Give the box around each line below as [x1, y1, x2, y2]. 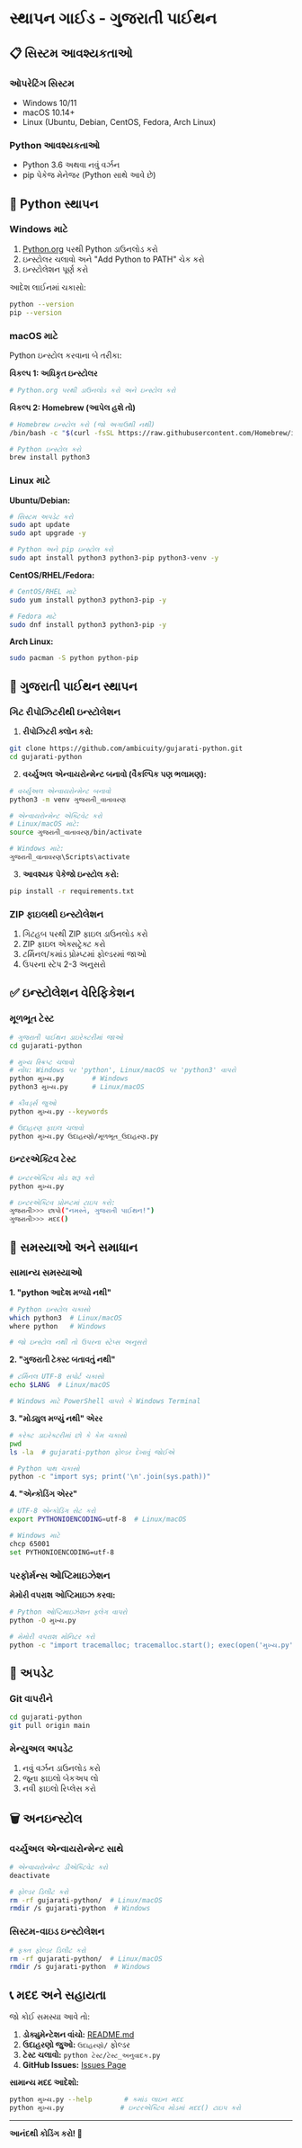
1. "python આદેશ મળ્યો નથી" [9, 1286, 112, 1298]
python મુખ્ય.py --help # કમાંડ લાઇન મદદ [9, 2095, 184, 2104]
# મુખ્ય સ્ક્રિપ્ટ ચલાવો [9, 1057, 75, 1067]
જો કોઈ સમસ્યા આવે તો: [9, 2011, 91, 2022]
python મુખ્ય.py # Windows [9, 1074, 129, 1083]
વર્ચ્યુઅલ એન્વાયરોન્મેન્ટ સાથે [9, 1842, 124, 1855]
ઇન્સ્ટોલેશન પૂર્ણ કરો [22, 264, 88, 274]
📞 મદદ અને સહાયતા [9, 1987, 106, 2002]
